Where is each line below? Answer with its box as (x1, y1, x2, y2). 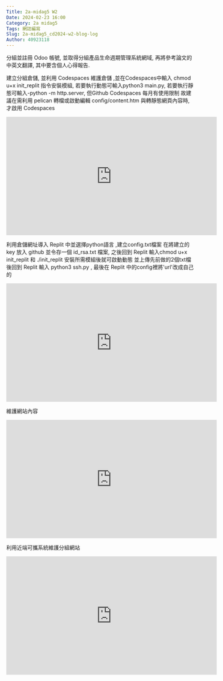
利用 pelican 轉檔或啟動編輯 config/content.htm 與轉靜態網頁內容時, (22, 97, 190, 104)
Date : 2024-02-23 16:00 (6, 14, 66, 20)
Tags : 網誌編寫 (6, 25, 41, 32)
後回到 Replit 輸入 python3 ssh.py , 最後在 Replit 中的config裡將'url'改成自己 (6, 263, 194, 271)
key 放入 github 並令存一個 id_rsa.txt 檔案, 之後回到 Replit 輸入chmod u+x (6, 248, 188, 256)
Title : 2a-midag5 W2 (6, 8, 58, 15)
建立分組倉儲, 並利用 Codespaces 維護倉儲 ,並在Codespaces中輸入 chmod (6, 75, 191, 81)
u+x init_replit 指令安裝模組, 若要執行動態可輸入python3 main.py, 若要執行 (6, 82, 188, 89)
